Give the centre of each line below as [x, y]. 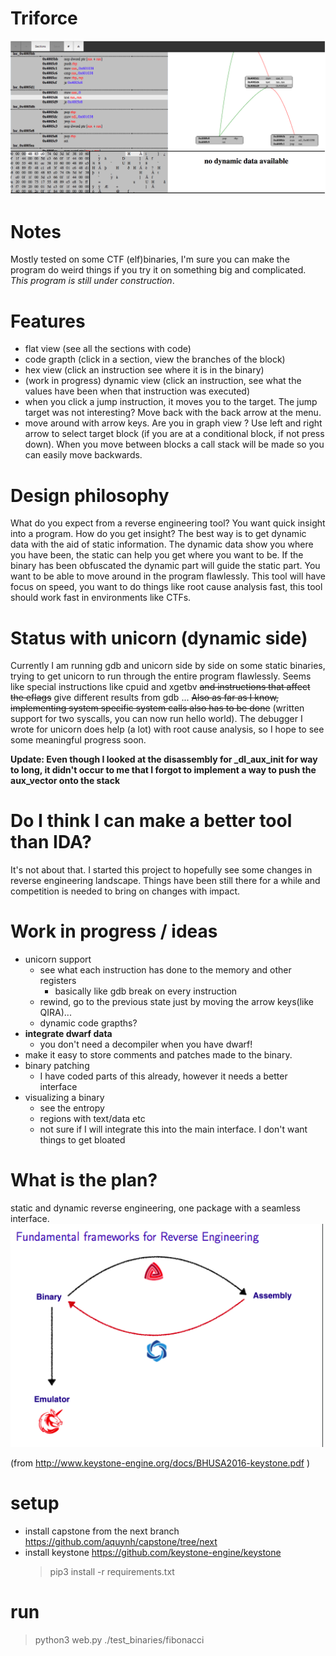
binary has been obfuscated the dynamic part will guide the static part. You [165, 566]
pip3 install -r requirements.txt [112, 1571]
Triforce [44, 18]
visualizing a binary [64, 1098]
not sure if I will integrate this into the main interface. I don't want [173, 1129]
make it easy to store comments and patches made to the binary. [158, 1055]
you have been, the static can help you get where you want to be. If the [157, 555]
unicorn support [58, 959]
